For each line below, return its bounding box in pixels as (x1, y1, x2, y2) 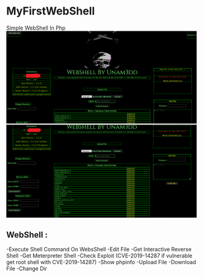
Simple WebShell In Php (6, 24, 66, 31)
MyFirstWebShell (6, 4, 95, 18)
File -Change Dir (6, 265, 47, 273)
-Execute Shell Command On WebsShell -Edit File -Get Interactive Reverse (6, 246, 192, 253)
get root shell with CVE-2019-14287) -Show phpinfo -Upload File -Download (6, 259, 196, 266)
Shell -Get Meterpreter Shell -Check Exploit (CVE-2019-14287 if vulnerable (6, 252, 193, 259)
